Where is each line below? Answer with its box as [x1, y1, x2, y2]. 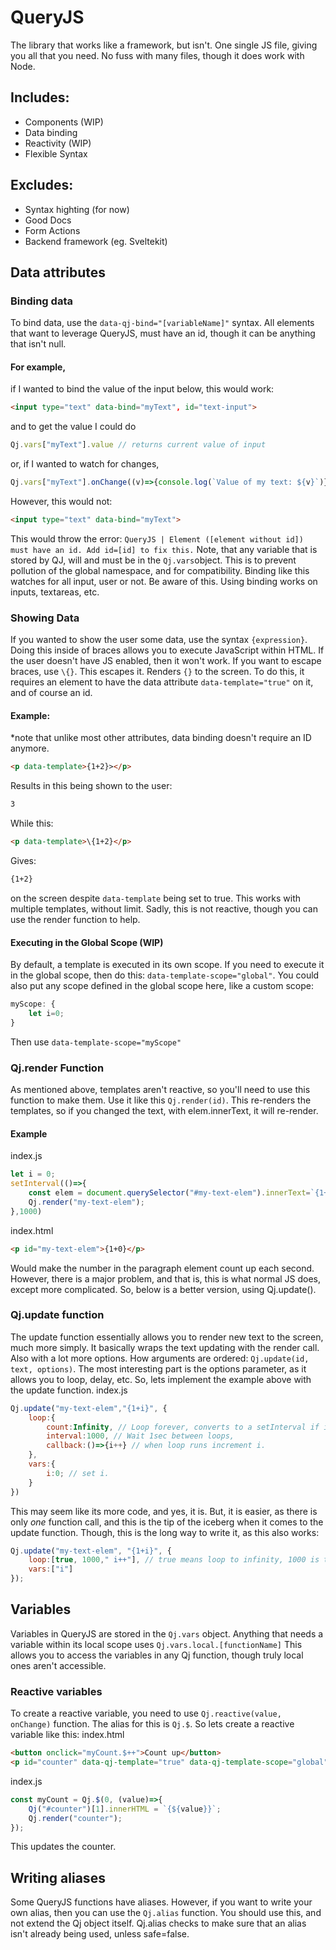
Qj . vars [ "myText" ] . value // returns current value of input [10, 440, 267, 450]
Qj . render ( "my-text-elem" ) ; [28, 1197, 145, 1207]
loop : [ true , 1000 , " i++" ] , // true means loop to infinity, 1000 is [28, 1555, 320, 1565]
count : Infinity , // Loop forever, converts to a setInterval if [46, 1422, 320, 1432]
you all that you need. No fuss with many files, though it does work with [10, 49, 305, 61]
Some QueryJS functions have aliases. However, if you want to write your [10, 1896, 313, 1908]
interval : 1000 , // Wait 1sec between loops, [46, 1431, 235, 1441]
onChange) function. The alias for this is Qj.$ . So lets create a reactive [10, 1718, 295, 1730]
